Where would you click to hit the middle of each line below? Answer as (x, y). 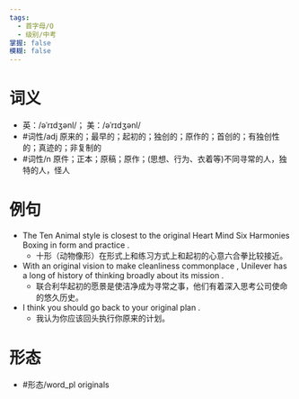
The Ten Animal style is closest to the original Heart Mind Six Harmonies (156, 236)
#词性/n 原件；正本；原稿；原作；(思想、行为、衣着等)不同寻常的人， (151, 159)
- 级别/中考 (37, 34)
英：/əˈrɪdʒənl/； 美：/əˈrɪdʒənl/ (81, 125)
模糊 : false (30, 51)
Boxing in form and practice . (76, 245)
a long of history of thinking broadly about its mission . (123, 275)
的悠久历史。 (59, 297)
